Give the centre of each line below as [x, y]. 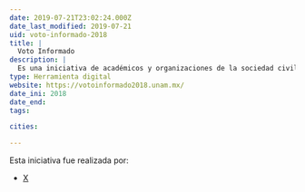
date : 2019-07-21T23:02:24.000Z [70, 18]
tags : [20, 110]
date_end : [28, 102]
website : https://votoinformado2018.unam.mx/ [97, 85]
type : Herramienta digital [60, 77]
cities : [24, 127]
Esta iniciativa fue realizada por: [69, 160]
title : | [26, 43]
